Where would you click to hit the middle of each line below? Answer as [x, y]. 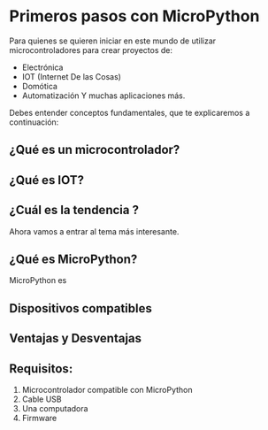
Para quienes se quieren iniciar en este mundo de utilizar [113, 41]
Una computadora [55, 408]
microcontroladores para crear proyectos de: [91, 50]
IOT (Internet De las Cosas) [72, 76]
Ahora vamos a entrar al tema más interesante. [94, 231]
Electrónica [42, 67]
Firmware [39, 418]
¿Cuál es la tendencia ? [74, 210]
